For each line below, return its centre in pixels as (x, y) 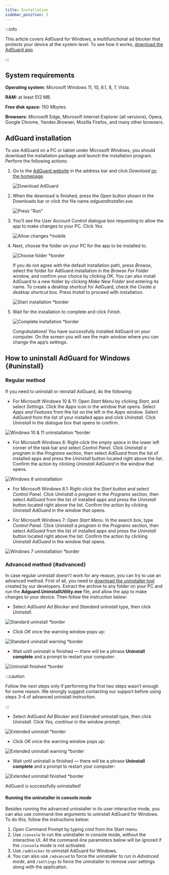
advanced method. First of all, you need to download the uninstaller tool (80, 581)
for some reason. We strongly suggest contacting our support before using (83, 691)
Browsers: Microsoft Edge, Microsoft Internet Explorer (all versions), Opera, (84, 117)
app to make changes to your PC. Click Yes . (58, 226)
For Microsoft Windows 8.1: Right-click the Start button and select (81, 489)
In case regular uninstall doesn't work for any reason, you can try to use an (83, 576)
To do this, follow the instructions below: (47, 819)
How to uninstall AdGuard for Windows (68, 358)
